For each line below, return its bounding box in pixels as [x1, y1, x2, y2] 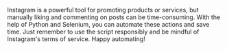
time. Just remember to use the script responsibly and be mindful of [7, 27, 200, 36]
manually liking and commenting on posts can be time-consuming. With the [7, 13, 221, 21]
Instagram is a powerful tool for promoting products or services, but [7, 6, 199, 14]
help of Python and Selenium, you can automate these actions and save [7, 21, 210, 28]
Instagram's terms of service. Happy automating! [7, 35, 145, 43]
